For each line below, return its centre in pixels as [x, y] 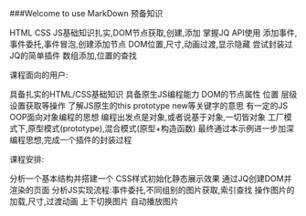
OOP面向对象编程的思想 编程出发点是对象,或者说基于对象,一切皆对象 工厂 [147, 117]
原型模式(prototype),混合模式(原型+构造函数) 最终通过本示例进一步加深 [161, 129]
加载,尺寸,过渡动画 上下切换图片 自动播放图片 [94, 201]
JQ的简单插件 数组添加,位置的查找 [73, 56]
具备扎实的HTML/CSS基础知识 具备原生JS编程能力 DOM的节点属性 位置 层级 [153, 94]
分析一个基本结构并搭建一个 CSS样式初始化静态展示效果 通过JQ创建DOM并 [151, 179]
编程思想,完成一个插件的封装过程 [71, 140]
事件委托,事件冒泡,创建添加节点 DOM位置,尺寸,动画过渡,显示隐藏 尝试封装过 [151, 44]
